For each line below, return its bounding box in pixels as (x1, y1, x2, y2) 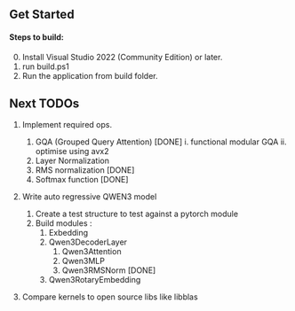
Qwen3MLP (61, 256, 105, 267)
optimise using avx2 (35, 146, 109, 157)
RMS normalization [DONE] (35, 165, 135, 175)
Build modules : (35, 218, 92, 229)
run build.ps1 (21, 61, 69, 72)
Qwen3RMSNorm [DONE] (61, 265, 156, 276)
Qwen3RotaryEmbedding (48, 275, 141, 285)
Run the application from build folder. (21, 70, 158, 81)
